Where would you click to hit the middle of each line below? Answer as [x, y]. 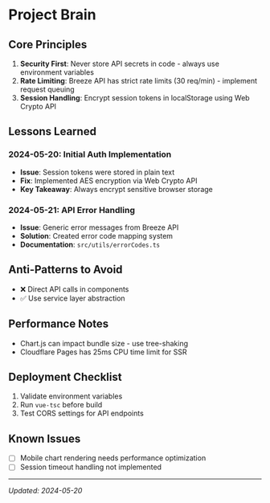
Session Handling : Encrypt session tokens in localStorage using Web [135, 98]
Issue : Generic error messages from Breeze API [99, 227]
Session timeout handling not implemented [91, 467]
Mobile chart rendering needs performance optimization [113, 458]
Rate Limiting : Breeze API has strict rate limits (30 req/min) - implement [139, 81]
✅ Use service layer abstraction [73, 298]
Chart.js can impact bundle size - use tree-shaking [104, 343]
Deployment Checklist [65, 377]
